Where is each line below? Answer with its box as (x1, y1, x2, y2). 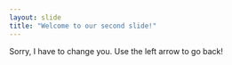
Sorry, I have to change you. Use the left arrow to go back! (9, 45, 224, 56)
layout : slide (9, 12, 62, 22)
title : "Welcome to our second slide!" (9, 21, 157, 30)
